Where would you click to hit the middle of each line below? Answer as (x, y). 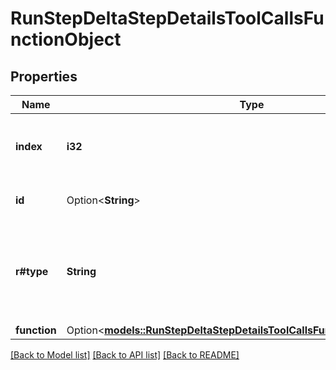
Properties (44, 76)
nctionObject (66, 39)
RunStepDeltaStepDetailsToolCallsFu (167, 18)
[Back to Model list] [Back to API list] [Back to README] (125, 355)
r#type (32, 271)
